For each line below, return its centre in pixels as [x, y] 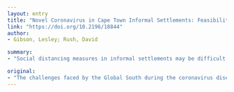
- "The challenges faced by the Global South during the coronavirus [110, 77]
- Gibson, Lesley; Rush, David [53, 40]
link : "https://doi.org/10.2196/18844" [65, 26]
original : [22, 71]
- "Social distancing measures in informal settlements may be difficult [117, 59]
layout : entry [28, 14]
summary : [20, 52]
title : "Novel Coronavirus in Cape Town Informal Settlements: [101, 20]
